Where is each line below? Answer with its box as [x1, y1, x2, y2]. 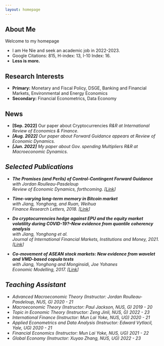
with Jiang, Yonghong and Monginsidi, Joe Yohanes [12, 261, 117, 267]
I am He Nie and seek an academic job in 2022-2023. [12, 47, 120, 54]
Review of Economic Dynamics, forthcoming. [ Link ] [12, 186, 116, 192]
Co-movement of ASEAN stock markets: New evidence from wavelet [12, 251, 156, 257]
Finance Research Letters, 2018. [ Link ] [12, 206, 91, 212]
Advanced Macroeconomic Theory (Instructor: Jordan [12, 294, 122, 300]
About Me [5, 25, 36, 34]
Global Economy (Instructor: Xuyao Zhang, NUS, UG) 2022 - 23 [12, 335, 141, 341]
